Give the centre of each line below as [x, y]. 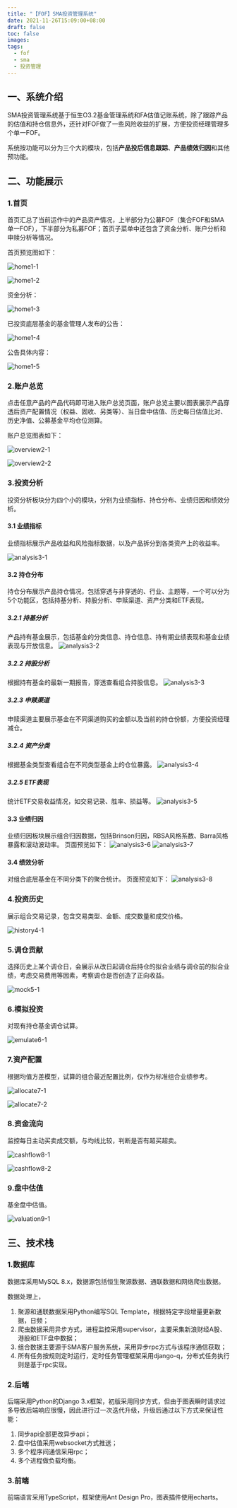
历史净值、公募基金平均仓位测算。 [57, 421]
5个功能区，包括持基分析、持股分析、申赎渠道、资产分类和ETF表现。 [108, 600]
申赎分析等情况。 [32, 238]
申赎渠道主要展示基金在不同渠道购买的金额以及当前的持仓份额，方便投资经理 [119, 719]
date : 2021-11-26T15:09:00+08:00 [56, 21]
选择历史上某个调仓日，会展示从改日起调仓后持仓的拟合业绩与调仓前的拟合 [115, 966]
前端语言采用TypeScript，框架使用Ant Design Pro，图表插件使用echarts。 [115, 1497]
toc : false [23, 34]
